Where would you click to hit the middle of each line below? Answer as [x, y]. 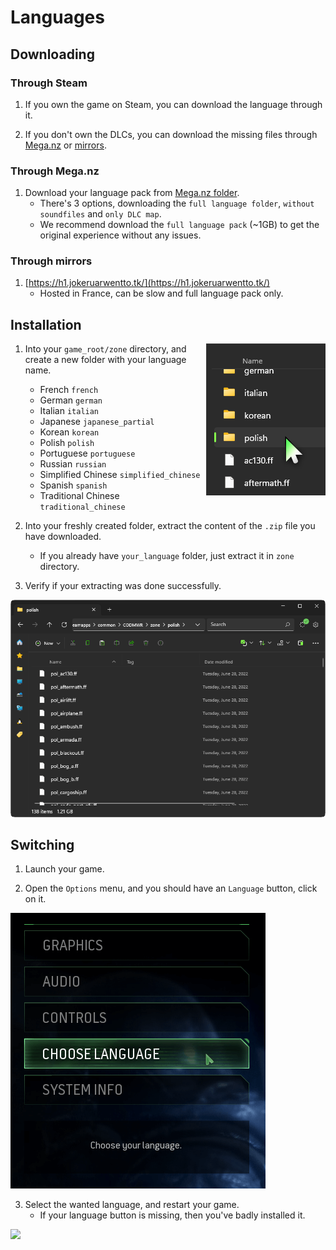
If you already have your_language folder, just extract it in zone [167, 556]
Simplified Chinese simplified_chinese [120, 475]
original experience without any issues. [120, 235]
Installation [46, 324]
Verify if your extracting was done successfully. [123, 586]
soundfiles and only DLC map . [100, 214]
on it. [35, 899]
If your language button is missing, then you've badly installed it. [172, 1215]
